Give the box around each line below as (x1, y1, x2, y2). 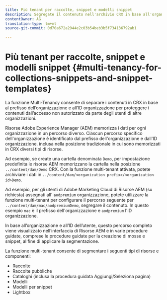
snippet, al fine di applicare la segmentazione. (5, 238, 99, 244)
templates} (5, 83, 52, 94)
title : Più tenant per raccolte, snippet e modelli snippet (5, 7, 133, 12)
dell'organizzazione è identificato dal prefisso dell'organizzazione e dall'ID (5, 136, 158, 142)
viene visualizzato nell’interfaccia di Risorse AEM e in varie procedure (5, 228, 148, 234)
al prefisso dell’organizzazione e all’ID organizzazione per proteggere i (5, 105, 150, 111)
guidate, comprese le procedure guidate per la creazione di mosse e (5, 233, 145, 239)
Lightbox (12, 289, 31, 296)
